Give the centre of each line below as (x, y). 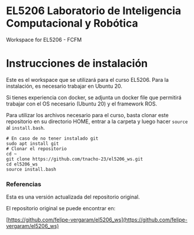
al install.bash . (26, 127)
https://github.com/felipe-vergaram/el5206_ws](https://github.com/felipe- (98, 220)
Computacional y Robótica (72, 23)
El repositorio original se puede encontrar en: (61, 208)
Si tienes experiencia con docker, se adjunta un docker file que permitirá (94, 97)
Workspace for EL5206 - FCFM (44, 39)
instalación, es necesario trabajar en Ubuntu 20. (64, 86)
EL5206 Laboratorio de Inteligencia (94, 11)
